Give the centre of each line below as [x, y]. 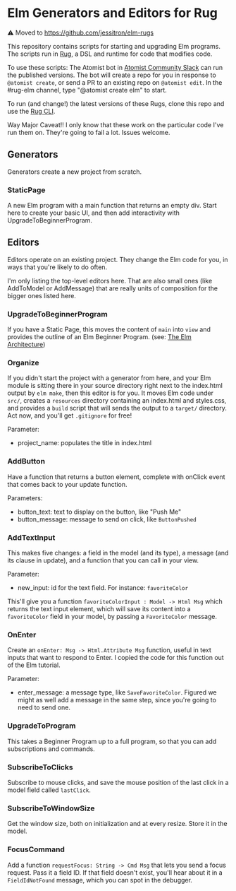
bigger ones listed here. [42, 295]
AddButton [26, 461]
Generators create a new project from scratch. [75, 172]
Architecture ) [26, 345]
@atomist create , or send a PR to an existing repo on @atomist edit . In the [115, 82]
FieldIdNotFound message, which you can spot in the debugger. [100, 880]
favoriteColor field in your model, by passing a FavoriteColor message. [112, 617]
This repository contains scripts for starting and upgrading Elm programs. [114, 46]
